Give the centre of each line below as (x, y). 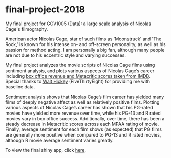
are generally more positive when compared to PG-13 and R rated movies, (83, 134)
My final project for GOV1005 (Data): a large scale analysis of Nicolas (78, 24)
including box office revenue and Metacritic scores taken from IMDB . (78, 76)
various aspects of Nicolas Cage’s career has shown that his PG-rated (79, 107)
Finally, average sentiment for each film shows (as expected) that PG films (84, 129)
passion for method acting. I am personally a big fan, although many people (85, 50)
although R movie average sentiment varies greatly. (59, 140)
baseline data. (20, 87)
